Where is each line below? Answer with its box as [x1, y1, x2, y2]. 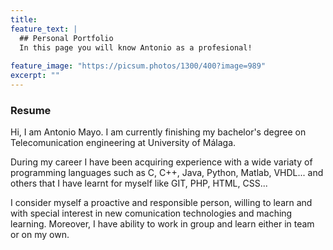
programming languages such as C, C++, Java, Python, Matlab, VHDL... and [10, 167, 324, 179]
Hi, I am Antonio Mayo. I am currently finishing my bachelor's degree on [10, 126, 307, 138]
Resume [10, 103, 52, 117]
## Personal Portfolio [19, 33, 114, 43]
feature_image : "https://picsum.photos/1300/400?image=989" [10, 61, 267, 71]
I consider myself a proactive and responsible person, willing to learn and [10, 197, 313, 209]
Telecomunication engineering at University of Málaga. [10, 137, 237, 149]
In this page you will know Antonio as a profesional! [19, 42, 253, 53]
